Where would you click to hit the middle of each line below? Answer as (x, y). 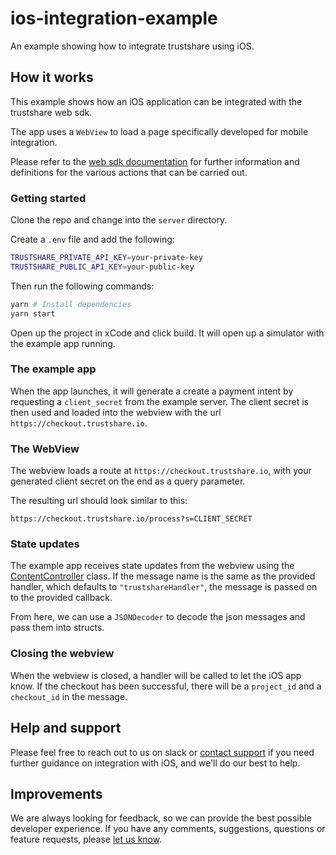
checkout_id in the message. (69, 696)
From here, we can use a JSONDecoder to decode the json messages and (158, 617)
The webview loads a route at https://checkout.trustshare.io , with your (161, 471)
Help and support (66, 728)
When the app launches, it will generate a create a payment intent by (152, 391)
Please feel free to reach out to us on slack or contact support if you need (162, 752)
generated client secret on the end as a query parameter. (128, 481)
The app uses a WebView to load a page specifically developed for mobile (159, 131)
